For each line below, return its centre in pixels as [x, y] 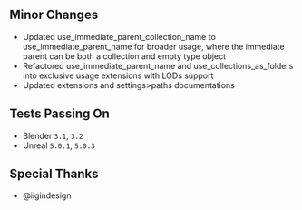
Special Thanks [54, 174]
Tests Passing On [60, 114]
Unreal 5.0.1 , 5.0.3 [58, 145]
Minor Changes [54, 15]
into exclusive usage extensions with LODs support [118, 75]
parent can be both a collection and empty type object [124, 56]
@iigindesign [47, 195]
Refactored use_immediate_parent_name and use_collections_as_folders [158, 65]
